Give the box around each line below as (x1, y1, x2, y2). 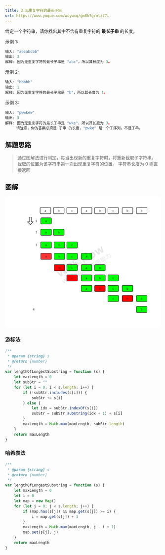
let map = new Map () (14, 498, 56, 504)
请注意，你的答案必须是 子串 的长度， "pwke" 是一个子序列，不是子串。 (16, 126, 143, 131)
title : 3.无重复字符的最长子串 (5, 8, 62, 13)
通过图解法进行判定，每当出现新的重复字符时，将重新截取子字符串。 (17, 155, 156, 161)
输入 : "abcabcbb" (5, 49, 40, 54)
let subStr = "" (14, 380, 48, 385)
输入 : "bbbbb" (5, 80, 33, 85)
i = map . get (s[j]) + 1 (31, 514, 79, 519)
